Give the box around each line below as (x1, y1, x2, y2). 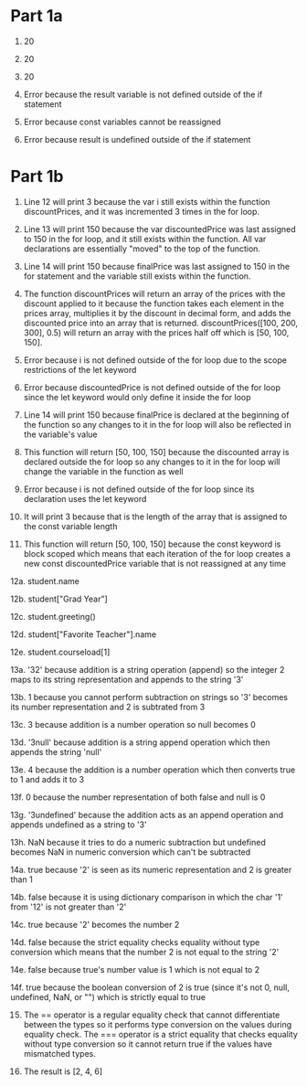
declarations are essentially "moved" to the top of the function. (23, 243, 261, 254)
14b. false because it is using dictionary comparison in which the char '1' (10, 891, 284, 902)
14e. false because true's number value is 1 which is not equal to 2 (10, 964, 259, 974)
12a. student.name (10, 575, 80, 586)
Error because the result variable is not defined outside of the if (23, 89, 263, 100)
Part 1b (10, 166, 64, 187)
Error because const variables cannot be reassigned (23, 116, 222, 127)
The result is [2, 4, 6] (23, 1066, 103, 1077)
